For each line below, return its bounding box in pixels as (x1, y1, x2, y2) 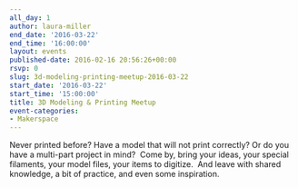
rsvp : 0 (9, 64, 39, 74)
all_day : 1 (9, 13, 51, 23)
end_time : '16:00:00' (9, 38, 92, 48)
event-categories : (9, 106, 79, 115)
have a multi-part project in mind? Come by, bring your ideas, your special (9, 149, 289, 160)
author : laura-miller (9, 22, 92, 31)
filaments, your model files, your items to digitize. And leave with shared (9, 159, 282, 170)
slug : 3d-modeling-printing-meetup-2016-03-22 (9, 73, 189, 82)
